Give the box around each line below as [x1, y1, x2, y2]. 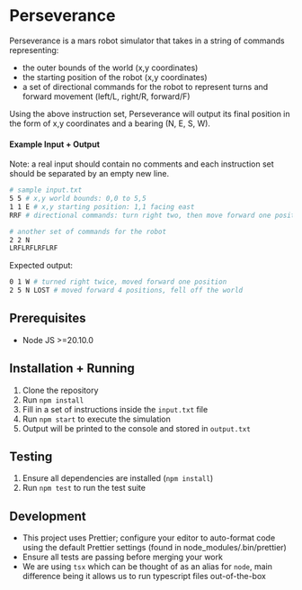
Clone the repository [22, 385, 99, 395]
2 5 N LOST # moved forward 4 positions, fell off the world [9, 286, 244, 295]
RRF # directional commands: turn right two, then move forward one [9, 211, 271, 220]
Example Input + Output [9, 139, 101, 150]
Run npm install [22, 394, 84, 405]
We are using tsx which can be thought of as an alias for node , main [22, 561, 272, 572]
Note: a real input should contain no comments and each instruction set [9, 159, 274, 169]
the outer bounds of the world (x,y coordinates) [22, 62, 199, 73]
